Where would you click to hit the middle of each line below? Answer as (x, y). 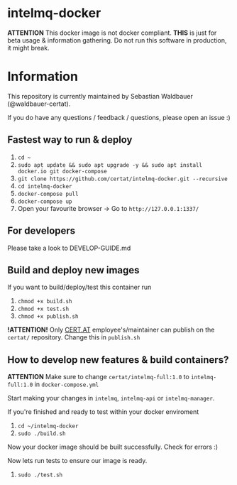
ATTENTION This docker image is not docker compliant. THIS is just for (112, 33)
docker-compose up (45, 201)
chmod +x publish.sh (48, 317)
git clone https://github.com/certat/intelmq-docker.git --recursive (123, 179)
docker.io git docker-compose (62, 171)
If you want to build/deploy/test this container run (79, 287)
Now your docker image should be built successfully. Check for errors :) (113, 447)
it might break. (28, 48)
